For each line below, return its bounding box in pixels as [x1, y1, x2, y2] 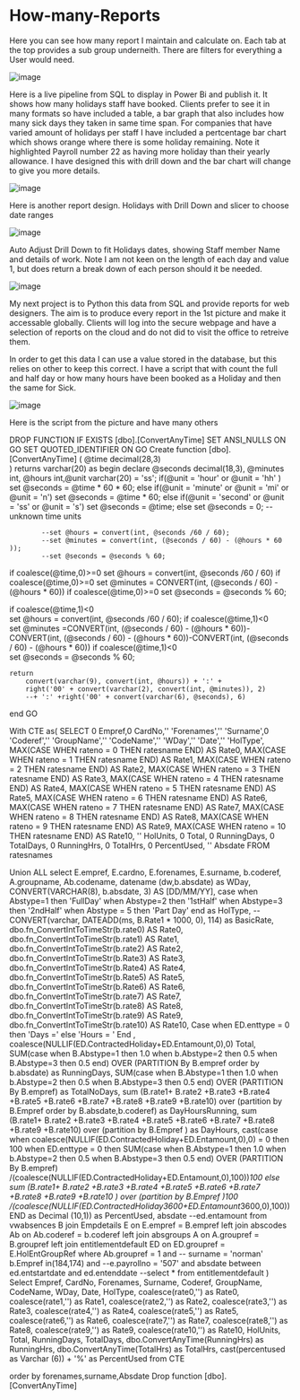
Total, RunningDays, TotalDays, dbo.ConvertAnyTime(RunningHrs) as [9, 1334, 264, 1344]
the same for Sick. [9, 382, 77, 393]
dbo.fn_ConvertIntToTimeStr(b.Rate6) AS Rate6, [9, 981, 185, 992]
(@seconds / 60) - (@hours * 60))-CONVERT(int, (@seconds [63, 632, 289, 643]
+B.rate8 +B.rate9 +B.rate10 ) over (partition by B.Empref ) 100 [9, 1191, 239, 1202]
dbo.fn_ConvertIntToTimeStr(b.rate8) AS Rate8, [9, 1000, 184, 1011]
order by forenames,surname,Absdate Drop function [9, 1370, 203, 1381]
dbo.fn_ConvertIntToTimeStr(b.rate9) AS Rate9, [9, 1010, 184, 1020]
